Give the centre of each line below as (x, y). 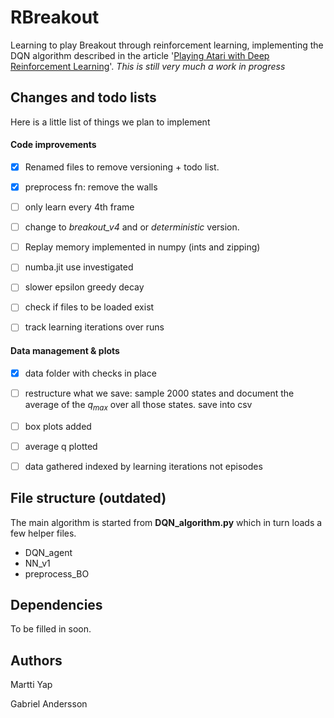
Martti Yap (31, 685)
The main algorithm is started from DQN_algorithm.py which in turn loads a (166, 522)
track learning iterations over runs (94, 327)
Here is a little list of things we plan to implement (110, 122)
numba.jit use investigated (79, 267)
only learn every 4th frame (79, 207)
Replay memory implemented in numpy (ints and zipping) (142, 247)
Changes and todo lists (83, 97)
